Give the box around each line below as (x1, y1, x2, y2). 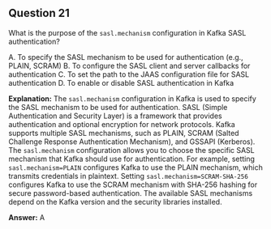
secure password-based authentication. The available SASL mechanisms (8, 188, 253, 197)
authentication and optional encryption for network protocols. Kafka (8, 119, 235, 129)
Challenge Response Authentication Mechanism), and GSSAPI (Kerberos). (8, 137, 256, 146)
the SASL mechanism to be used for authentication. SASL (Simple (8, 102, 228, 112)
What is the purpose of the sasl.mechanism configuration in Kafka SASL (8, 28, 247, 37)
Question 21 (8, 6, 71, 20)
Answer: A (8, 212, 45, 222)
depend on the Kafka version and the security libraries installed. (8, 197, 222, 206)
